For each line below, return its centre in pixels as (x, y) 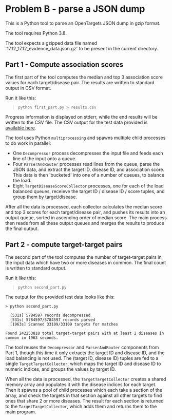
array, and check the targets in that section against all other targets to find (84, 395)
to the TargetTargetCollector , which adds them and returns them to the (81, 406)
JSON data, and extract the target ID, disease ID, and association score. (89, 169)
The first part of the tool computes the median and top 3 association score (84, 77)
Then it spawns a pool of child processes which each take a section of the (84, 390)
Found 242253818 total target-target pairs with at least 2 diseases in (85, 333)
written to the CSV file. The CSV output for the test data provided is (77, 122)
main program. (21, 412)
